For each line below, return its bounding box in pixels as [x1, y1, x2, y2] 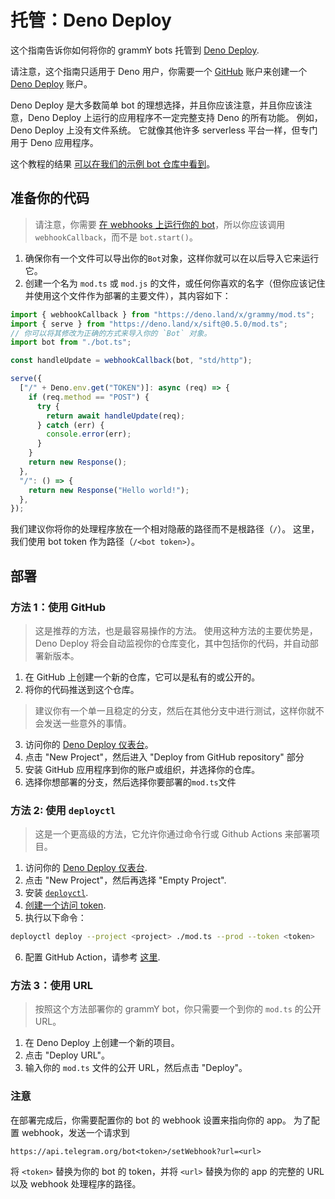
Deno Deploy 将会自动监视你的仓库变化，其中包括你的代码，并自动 [34, 637, 310, 649]
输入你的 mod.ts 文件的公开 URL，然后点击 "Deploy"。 [24, 1062, 248, 1074]
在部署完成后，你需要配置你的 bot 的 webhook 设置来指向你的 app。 [10, 1114, 292, 1126]
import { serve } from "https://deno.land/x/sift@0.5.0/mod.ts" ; [10, 319, 288, 329]
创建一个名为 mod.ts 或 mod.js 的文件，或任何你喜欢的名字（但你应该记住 [24, 277, 326, 289]
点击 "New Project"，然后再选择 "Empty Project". [24, 874, 227, 886]
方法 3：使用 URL [10, 979, 94, 993]
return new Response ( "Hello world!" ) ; [28, 485, 190, 495]
